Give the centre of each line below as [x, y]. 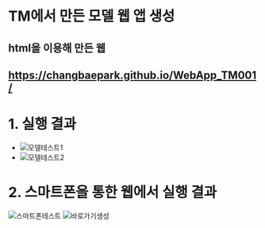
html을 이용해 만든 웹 [57, 48]
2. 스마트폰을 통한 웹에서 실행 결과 [112, 193]
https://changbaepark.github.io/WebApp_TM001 [132, 75]
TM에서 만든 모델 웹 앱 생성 [92, 16]
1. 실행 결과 [42, 124]
